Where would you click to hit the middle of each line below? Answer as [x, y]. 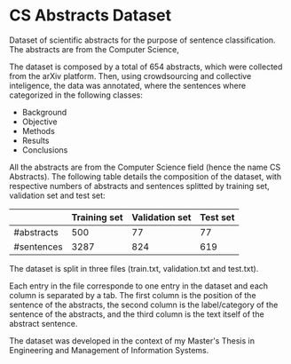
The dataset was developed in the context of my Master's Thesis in [132, 340]
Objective [39, 122]
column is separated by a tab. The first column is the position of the [133, 295]
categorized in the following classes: [76, 95]
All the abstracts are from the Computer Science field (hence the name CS [145, 167]
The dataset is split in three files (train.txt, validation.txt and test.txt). [134, 268]
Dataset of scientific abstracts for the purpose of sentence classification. [143, 40]
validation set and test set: [57, 195]
